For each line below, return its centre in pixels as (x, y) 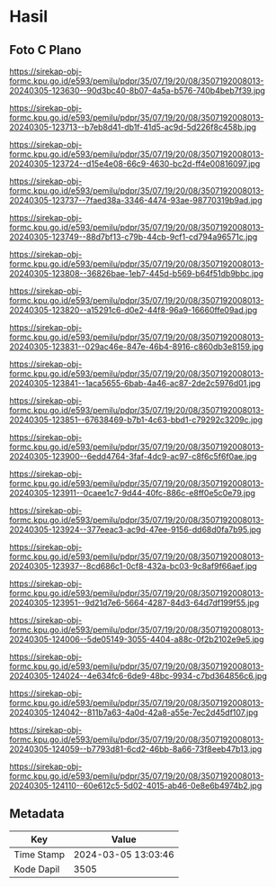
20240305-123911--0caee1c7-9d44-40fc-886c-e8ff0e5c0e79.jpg (133, 493)
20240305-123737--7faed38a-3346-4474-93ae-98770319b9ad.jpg (136, 200)
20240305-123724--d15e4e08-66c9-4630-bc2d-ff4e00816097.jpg (135, 163)
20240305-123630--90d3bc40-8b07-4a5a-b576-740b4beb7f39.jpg (137, 91)
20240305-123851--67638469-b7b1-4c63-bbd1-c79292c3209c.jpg (136, 420)
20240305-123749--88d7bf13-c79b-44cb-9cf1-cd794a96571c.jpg (134, 237)
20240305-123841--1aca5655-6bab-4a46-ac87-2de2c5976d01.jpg (135, 383)
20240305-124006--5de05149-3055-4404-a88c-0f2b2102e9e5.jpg (137, 639)
